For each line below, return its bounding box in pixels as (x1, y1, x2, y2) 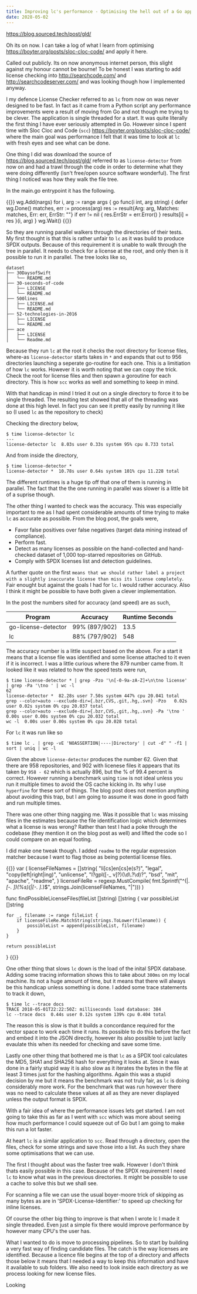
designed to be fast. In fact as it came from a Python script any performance (6, 102, 191, 109)
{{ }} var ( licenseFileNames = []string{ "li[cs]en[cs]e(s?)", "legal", (6, 865, 163, 872)
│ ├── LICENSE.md (6, 301, 54, 307)
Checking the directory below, (6, 419, 79, 426)
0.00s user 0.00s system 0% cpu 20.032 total (6, 713, 119, 720)
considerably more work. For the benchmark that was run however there (6, 1083, 181, 1090)
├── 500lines (6, 295, 38, 301)
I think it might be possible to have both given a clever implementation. (6, 587, 177, 594)
